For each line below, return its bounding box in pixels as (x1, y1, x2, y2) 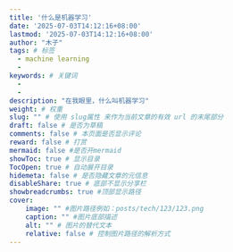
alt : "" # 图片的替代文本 (25, 221, 112, 230)
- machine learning (17, 55, 90, 63)
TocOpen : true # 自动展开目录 (9, 163, 113, 172)
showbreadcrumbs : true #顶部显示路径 (9, 188, 142, 197)
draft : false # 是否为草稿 (9, 122, 103, 130)
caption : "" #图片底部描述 (25, 212, 118, 222)
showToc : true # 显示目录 (9, 154, 101, 164)
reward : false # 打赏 (9, 138, 87, 147)
